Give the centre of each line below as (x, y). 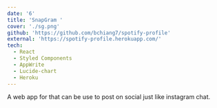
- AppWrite (29, 65)
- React (24, 52)
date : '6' (21, 13)
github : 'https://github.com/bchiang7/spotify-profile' (89, 33)
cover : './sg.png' (33, 26)
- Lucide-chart (35, 71)
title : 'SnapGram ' (35, 20)
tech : (15, 45)
